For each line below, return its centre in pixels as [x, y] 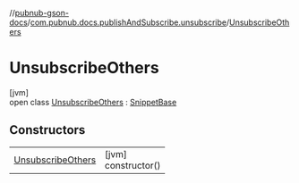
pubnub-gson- [42, 13]
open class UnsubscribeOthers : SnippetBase [93, 102]
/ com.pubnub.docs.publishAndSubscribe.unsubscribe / [128, 22]
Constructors [47, 130]
